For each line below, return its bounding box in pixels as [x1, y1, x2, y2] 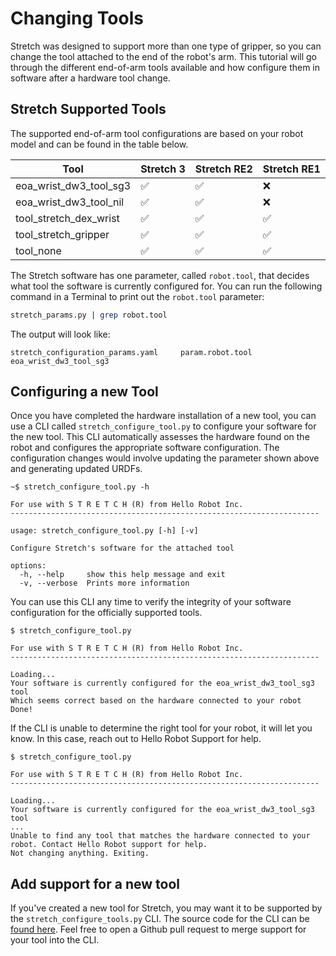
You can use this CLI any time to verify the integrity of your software [10, 596, 292, 608]
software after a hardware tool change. [10, 72, 171, 84]
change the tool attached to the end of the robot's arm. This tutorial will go [10, 50, 318, 62]
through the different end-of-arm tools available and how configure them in [10, 61, 321, 73]
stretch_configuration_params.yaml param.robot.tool [10, 347, 253, 357]
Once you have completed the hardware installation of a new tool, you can [10, 410, 317, 422]
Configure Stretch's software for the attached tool [10, 543, 235, 554]
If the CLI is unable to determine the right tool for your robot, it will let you [10, 722, 313, 734]
